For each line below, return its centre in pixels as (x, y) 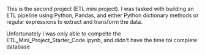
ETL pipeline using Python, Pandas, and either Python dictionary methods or (102, 15)
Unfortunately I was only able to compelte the (64, 34)
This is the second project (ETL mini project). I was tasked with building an (100, 9)
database (18, 46)
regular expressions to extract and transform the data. (74, 22)
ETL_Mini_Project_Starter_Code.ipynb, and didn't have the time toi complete (102, 40)
